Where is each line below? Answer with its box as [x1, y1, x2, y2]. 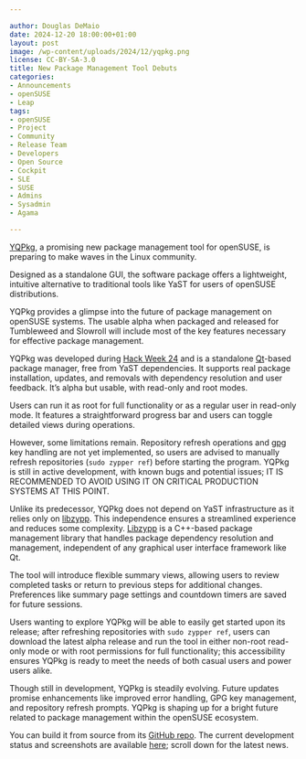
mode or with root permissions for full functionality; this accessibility [26, 646, 286, 657]
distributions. [9, 288, 59, 299]
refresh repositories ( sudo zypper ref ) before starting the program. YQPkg [9, 456, 290, 467]
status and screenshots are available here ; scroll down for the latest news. [9, 739, 290, 750]
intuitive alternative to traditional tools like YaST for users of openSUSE [9, 278, 277, 289]
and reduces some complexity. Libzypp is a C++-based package [9, 522, 253, 533]
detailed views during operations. [9, 419, 135, 430]
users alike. [9, 665, 53, 676]
